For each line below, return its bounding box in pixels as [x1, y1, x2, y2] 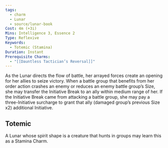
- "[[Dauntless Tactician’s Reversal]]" [10, 59, 95, 64]
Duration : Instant [5, 49, 44, 54]
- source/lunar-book [10, 21, 53, 27]
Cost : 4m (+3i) [5, 26, 37, 31]
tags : [5, 7, 17, 13]
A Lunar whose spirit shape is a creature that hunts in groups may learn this [5, 133, 161, 139]
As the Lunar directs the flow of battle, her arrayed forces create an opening [5, 72, 163, 79]
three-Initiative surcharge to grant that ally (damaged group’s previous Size [5, 99, 160, 106]
